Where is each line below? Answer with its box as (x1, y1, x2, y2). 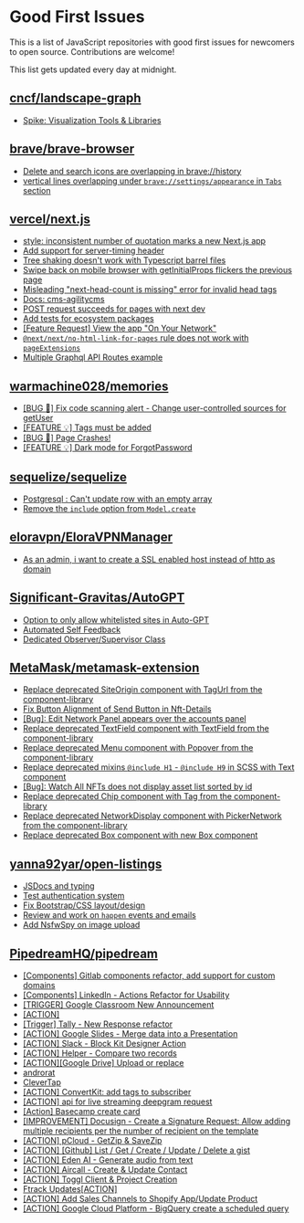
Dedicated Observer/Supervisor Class (22, 633, 166, 645)
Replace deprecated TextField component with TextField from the (22, 723, 269, 734)
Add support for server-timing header (22, 245, 164, 257)
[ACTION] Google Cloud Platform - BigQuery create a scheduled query (22, 1203, 289, 1214)
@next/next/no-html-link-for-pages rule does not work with (22, 332, 249, 343)
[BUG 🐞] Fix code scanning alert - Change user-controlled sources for (22, 403, 287, 414)
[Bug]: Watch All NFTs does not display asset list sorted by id (22, 781, 253, 792)
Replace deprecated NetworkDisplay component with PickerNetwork (22, 810, 282, 821)
